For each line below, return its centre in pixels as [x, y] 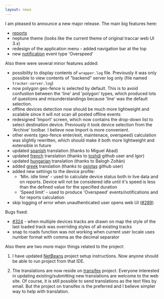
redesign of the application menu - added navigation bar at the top [79, 48]
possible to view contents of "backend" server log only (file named [80, 78]
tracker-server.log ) [33, 83]
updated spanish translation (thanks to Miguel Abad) [65, 150]
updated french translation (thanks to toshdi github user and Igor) [78, 156]
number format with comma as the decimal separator [66, 237]
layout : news [18, 10]
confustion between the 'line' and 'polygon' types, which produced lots [84, 93]
